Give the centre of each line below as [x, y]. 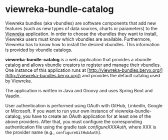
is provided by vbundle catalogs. [39, 50]
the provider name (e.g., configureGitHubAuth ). [53, 132]
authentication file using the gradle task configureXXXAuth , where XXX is [81, 127]
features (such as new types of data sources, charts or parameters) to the [81, 28]
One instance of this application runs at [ [47, 70]
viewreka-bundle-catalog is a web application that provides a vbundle [78, 59]
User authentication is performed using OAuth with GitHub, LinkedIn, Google [84, 105]
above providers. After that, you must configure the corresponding [74, 121]
